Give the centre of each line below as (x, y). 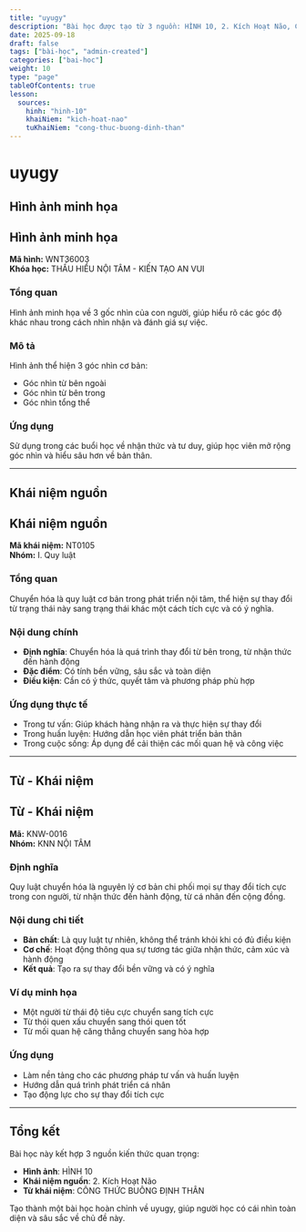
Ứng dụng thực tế (49, 704)
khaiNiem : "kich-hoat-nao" (77, 119)
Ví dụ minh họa (43, 993)
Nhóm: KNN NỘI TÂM (50, 843)
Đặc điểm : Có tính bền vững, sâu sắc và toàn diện (117, 671)
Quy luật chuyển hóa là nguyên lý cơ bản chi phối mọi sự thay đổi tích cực (148, 886)
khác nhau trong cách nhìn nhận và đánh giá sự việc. (108, 322)
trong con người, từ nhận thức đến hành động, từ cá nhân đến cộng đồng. (148, 896)
